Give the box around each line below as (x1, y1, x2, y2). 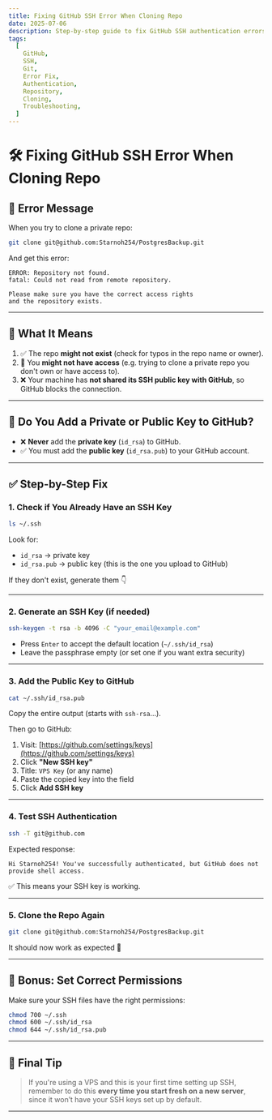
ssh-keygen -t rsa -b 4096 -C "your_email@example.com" (8, 624, 201, 633)
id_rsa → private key (19, 551, 91, 560)
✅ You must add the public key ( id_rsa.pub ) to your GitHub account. (19, 445, 249, 455)
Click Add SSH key (19, 783, 83, 793)
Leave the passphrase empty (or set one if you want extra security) (19, 648, 245, 658)
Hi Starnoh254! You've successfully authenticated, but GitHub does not (8, 860, 259, 868)
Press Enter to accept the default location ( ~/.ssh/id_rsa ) (19, 639, 214, 649)
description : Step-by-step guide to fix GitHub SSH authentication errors (8, 27, 266, 35)
